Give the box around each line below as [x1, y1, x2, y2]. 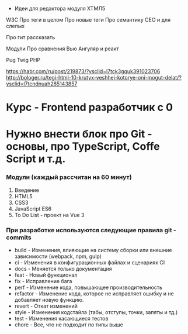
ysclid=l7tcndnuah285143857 [6, 80, 78, 87]
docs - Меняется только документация [14, 265, 112, 272]
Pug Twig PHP [6, 57, 41, 63]
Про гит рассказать [6, 34, 55, 40]
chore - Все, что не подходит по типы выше [14, 321, 124, 328]
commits [6, 233, 32, 242]
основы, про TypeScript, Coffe [6, 140, 160, 153]
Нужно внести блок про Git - [6, 128, 153, 141]
